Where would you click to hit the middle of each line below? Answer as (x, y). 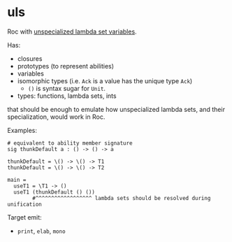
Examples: (22, 130)
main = (17, 180)
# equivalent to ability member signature (70, 143)
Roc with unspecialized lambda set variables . (72, 31)
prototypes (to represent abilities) (65, 66)
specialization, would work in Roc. (56, 117)
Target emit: (24, 217)
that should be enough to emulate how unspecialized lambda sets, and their (116, 109)
